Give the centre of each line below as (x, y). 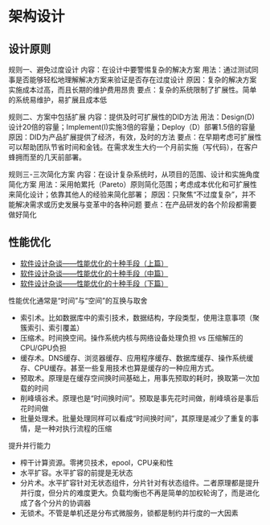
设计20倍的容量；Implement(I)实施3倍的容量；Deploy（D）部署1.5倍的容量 (132, 127)
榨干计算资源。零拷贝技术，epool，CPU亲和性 (97, 462)
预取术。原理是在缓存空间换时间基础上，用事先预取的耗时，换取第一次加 (139, 378)
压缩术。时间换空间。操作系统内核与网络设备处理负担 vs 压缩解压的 (131, 337)
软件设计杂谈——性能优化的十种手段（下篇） (94, 283)
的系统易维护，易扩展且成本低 (57, 100)
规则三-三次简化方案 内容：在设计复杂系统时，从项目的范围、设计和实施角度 (134, 174)
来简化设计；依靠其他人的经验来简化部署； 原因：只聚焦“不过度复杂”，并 (129, 194)
